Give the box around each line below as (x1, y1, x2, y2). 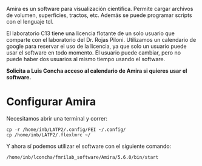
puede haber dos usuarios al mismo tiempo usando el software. (6, 56, 166, 62)
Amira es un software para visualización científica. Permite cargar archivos (6, 5, 194, 12)
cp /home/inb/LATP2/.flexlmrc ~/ (6, 131, 91, 138)
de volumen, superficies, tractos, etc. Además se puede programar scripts (6, 12, 192, 19)
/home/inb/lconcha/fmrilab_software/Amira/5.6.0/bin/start (6, 154, 159, 160)
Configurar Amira (6, 95, 96, 108)
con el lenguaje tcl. (6, 18, 53, 25)
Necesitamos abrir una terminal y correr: (6, 115, 108, 122)
